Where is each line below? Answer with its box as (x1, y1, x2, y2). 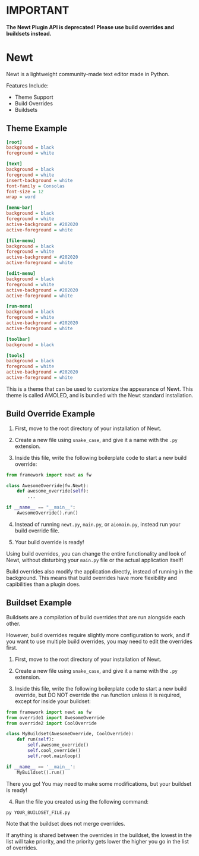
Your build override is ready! (14, 538, 84, 545)
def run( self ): (17, 736, 55, 742)
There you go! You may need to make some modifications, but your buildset (6, 780, 192, 787)
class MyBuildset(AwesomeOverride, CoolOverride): (6, 731, 134, 737)
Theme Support (14, 93, 53, 101)
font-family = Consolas (6, 183, 65, 189)
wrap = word (6, 194, 36, 200)
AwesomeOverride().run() (17, 510, 78, 516)
